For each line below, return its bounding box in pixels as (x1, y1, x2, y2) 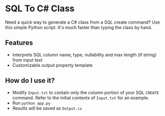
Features (5, 39, 33, 47)
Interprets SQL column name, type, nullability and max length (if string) (12, 52, 157, 58)
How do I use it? (5, 77, 55, 85)
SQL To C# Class (5, 3, 75, 14)
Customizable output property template (12, 62, 93, 68)
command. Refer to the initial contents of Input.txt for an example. (12, 94, 149, 101)
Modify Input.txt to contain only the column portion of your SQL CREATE (12, 89, 159, 95)
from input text (12, 57, 43, 63)
